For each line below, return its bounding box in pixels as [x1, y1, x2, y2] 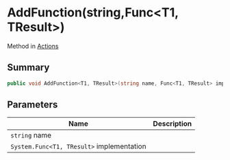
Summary [7, 62, 50, 73]
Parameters [7, 99, 58, 111]
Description [153, 119, 192, 129]
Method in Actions [7, 42, 59, 50]
